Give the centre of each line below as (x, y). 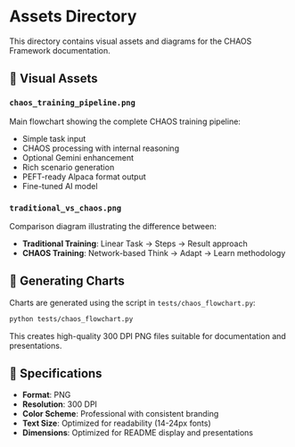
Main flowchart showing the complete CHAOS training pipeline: (125, 121)
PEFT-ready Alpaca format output (84, 177)
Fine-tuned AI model (60, 186)
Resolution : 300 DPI (60, 404)
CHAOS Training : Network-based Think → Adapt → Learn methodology (154, 252)
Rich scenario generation (68, 167)
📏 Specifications (56, 373)
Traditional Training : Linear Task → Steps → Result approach (135, 244)
